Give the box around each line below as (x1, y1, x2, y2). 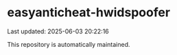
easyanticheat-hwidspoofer (7, 5, 170, 20)
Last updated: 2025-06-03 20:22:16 (7, 27, 110, 35)
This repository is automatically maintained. (7, 40, 130, 48)
